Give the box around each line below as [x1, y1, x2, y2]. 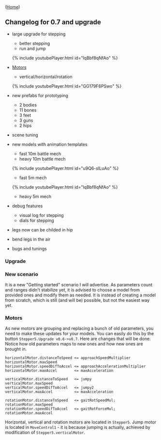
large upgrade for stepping [12, 31, 66, 37]
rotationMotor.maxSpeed [5, 402, 53, 407]
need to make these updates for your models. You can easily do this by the [5, 331, 154, 337]
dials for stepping [19, 217, 54, 223]
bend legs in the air [12, 236, 51, 242]
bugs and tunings [12, 245, 47, 251]
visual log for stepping [19, 212, 64, 218]
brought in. [5, 346, 27, 352]
